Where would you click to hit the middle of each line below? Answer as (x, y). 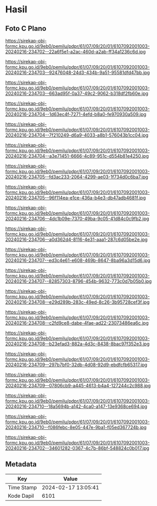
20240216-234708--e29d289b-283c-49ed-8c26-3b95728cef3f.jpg (77, 302)
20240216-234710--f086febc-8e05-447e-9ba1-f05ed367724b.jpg (76, 427)
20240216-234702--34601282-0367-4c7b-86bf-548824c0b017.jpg (77, 448)
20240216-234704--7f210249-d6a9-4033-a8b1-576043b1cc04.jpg (77, 135)
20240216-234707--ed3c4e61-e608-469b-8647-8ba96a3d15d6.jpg (78, 260)
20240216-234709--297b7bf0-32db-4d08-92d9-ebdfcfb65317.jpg (76, 365)
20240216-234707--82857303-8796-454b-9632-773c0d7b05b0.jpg (78, 281)
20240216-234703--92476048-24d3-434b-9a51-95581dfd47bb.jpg (77, 72)
